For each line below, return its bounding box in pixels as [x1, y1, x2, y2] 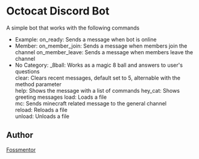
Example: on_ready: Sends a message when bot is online [14, 36, 157, 43]
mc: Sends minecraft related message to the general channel [14, 99, 167, 107]
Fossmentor [6, 146, 36, 153]
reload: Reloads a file [14, 106, 68, 113]
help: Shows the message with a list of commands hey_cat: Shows [14, 87, 180, 94]
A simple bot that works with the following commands [6, 24, 140, 31]
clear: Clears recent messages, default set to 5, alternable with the [14, 74, 181, 81]
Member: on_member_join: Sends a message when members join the [14, 42, 188, 49]
